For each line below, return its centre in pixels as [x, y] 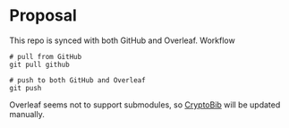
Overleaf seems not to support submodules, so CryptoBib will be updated [145, 105]
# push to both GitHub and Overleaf [77, 80]
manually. [27, 114]
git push [25, 88]
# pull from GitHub [46, 56]
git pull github [39, 64]
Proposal [43, 16]
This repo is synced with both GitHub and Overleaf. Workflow [122, 40]
